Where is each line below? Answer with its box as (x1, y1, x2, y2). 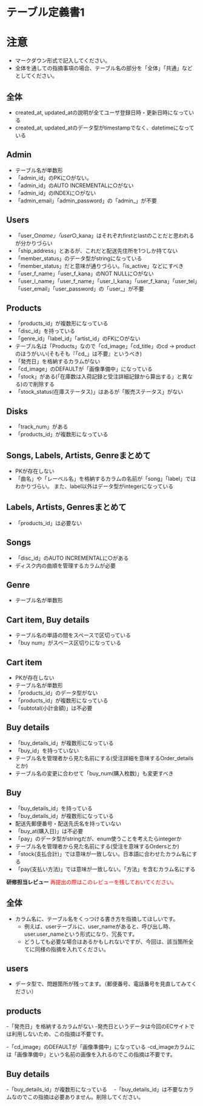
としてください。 (15, 72, 58, 80)
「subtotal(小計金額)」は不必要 (15, 704, 93, 712)
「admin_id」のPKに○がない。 (15, 174, 93, 181)
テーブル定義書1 (6, 5, 85, 19)
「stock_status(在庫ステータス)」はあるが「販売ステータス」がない (15, 388, 184, 396)
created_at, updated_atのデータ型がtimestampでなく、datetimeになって (15, 124, 195, 131)
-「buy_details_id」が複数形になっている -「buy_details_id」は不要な (6, 1085, 184, 1093)
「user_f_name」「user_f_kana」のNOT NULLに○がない (15, 270, 155, 277)
